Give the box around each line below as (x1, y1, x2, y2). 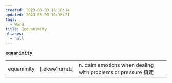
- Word (10, 22, 24, 27)
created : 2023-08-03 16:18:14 (5, 7, 70, 13)
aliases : (5, 31, 24, 36)
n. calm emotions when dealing (79, 61, 154, 68)
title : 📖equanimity (5, 27, 47, 32)
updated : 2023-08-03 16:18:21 (5, 12, 70, 17)
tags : (5, 17, 17, 22)
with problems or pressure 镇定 (79, 69, 154, 76)
